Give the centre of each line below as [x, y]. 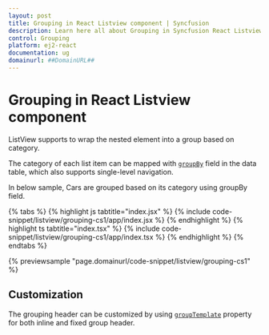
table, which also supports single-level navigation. [91, 172]
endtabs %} [28, 245]
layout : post [30, 16]
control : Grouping [39, 38]
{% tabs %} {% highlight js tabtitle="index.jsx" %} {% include [109, 211]
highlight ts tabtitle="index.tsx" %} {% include [84, 228]
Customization [46, 295]
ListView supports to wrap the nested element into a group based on [121, 139]
